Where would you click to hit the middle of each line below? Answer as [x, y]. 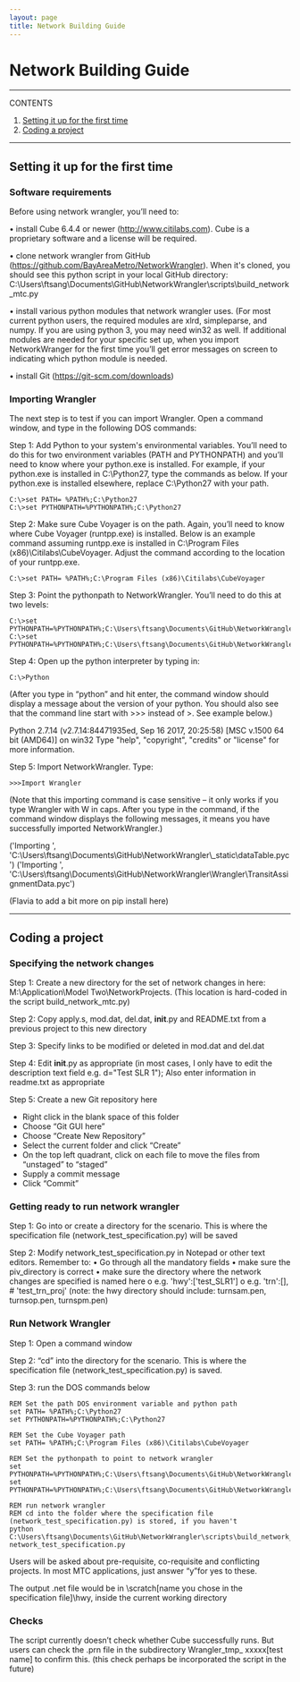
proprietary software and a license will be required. [103, 239]
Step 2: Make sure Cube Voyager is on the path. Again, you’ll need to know [147, 524]
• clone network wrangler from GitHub [80, 256]
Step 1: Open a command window [71, 1343]
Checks [26, 1620]
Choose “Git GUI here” [63, 1126]
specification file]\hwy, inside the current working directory [118, 1597]
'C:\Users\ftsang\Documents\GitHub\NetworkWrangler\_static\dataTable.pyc [150, 855]
